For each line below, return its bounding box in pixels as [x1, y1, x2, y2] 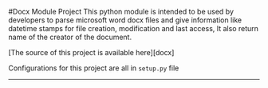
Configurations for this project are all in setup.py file [8, 63, 179, 73]
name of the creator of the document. [8, 32, 132, 42]
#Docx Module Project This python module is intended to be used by [8, 7, 234, 16]
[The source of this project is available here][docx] [8, 48, 175, 57]
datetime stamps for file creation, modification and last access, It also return [8, 24, 259, 33]
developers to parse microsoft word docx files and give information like [8, 15, 242, 25]
